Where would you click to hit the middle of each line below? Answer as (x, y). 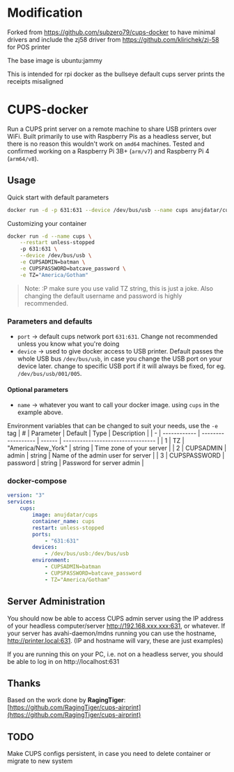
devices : (45, 547)
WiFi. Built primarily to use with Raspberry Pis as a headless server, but (109, 136)
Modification (45, 13)
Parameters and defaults (50, 321)
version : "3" (26, 495)
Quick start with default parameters (58, 197)
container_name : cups (64, 521)
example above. (40, 412)
